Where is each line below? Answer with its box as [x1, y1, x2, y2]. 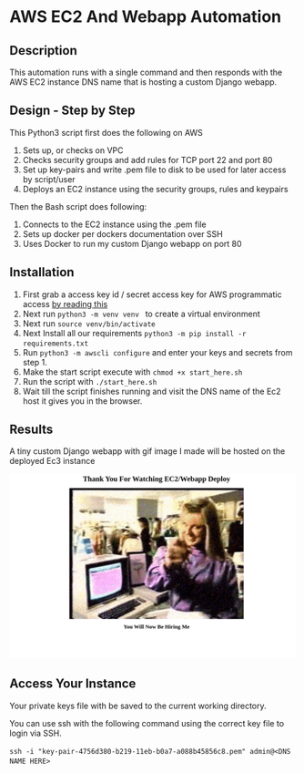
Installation [9, 264, 75, 280]
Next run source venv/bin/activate [22, 317, 157, 329]
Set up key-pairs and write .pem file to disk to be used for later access [22, 164, 287, 175]
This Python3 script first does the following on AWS [9, 127, 203, 138]
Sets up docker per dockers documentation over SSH [22, 228, 223, 239]
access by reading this [22, 298, 108, 309]
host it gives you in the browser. [22, 395, 143, 407]
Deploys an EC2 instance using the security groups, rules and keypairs [22, 183, 289, 194]
